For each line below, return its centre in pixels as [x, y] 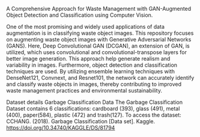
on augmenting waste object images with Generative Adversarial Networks [99, 39]
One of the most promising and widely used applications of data [86, 27]
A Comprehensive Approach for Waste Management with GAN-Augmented [99, 9]
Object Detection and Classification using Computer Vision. [80, 15]
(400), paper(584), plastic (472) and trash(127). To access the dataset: [94, 115]
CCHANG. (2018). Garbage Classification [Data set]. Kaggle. [80, 121]
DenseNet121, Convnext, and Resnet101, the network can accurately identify [100, 78]
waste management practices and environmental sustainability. [84, 90]
